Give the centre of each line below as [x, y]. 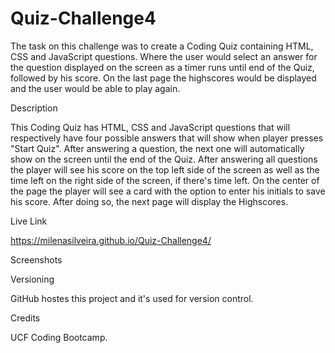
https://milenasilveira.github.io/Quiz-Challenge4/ [111, 240]
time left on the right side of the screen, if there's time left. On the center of [165, 180]
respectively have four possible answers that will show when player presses [167, 138]
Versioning [32, 279]
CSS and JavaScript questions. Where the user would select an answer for [164, 56]
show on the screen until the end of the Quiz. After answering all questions [164, 159]
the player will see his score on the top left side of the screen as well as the [165, 169]
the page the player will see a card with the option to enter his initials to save [168, 191]
